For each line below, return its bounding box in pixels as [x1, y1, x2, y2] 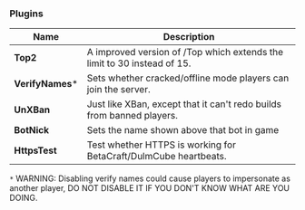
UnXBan [14, 103, 51, 116]
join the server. [86, 83, 152, 96]
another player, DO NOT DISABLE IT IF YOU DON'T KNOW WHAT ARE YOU [9, 183, 290, 194]
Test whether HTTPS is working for [86, 138, 236, 151]
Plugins [9, 7, 44, 20]
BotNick [14, 124, 50, 137]
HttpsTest [14, 144, 57, 157]
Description [162, 31, 215, 43]
